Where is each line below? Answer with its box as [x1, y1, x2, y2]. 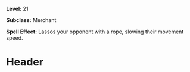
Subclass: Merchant [6, 17, 57, 23]
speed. [6, 35, 23, 41]
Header [6, 55, 43, 69]
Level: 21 [6, 5, 29, 12]
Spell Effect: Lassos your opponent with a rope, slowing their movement [6, 28, 184, 35]
